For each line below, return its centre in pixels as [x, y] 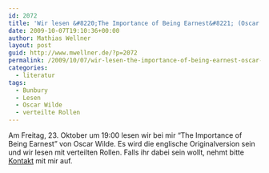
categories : [28, 68]
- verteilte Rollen [48, 113]
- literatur [36, 75]
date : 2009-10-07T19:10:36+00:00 [64, 30]
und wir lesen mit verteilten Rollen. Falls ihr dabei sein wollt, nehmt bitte [126, 152]
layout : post [30, 46]
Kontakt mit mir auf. [40, 161]
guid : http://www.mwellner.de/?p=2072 [73, 53]
